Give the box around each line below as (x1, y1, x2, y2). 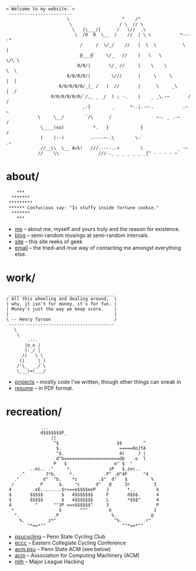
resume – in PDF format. (14, 384, 74, 391)
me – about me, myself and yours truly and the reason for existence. (14, 225, 181, 232)
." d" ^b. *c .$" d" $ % (14, 476, 154, 482)
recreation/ (6, 405, 62, 419)
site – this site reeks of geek (14, 237, 83, 245)
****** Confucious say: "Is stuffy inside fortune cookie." (8, 204, 160, 210)
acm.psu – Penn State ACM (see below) (14, 545, 111, 552)
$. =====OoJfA (56, 445, 146, 451)
